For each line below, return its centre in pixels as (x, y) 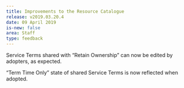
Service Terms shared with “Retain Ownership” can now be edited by (89, 55)
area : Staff (21, 33)
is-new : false (23, 28)
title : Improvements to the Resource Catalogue (65, 11)
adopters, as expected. (34, 61)
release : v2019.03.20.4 (35, 17)
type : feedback (25, 38)
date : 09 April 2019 (31, 22)
